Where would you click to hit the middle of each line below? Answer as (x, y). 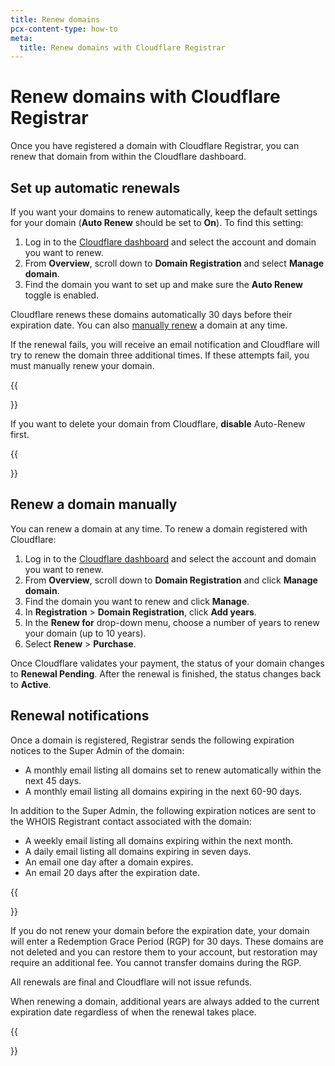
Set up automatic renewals (95, 187)
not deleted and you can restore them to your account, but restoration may (164, 952)
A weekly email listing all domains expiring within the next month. (159, 840)
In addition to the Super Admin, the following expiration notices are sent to (163, 810)
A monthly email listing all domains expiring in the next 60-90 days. (163, 791)
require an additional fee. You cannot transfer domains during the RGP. (156, 962)
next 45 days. (53, 780)
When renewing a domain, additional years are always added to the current (165, 1001)
